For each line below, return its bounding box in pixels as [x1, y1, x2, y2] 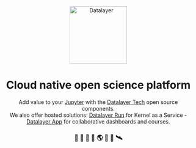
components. [81, 105, 115, 112]
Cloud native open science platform [5, 78, 191, 92]
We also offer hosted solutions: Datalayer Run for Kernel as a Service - [9, 111, 187, 119]
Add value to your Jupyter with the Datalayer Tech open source [18, 98, 178, 106]
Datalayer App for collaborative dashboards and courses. [26, 117, 170, 125]
